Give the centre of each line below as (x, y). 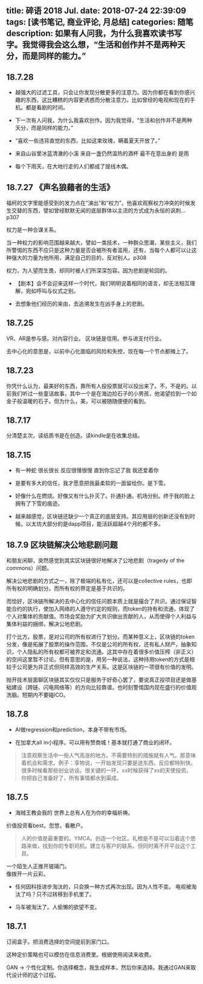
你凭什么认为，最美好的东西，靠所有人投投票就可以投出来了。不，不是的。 (99, 386)
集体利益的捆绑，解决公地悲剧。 (46, 624)
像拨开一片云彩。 (27, 873)
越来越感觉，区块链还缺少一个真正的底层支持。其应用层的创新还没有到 (102, 516)
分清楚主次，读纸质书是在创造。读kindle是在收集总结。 (75, 436)
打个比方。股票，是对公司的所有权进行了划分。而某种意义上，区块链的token (101, 637)
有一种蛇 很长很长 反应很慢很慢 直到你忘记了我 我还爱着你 (87, 471)
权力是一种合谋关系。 (33, 230)
